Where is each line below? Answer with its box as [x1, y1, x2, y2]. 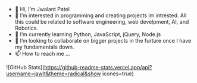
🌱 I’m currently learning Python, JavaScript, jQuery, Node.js [14, 31, 161, 38]
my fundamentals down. [14, 43, 74, 50]
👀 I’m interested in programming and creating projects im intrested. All [14, 12, 187, 19]
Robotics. [14, 24, 39, 31]
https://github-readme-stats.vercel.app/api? [44, 64, 152, 71]
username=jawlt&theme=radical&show [6, 70, 101, 77]
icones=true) [102, 70, 134, 77]
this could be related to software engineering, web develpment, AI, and [14, 18, 189, 25]
